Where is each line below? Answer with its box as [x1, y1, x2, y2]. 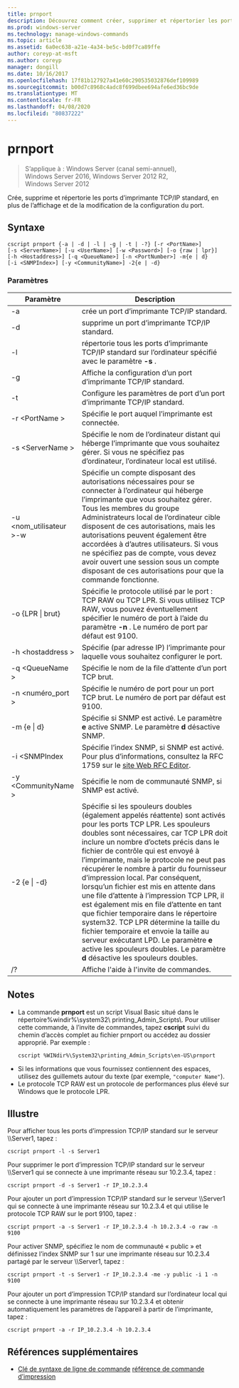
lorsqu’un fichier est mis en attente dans [81, 881, 216, 891]
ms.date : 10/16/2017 [7, 70, 69, 77]
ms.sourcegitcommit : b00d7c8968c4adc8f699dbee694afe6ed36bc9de [7, 83, 199, 91]
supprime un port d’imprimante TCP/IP [81, 318, 211, 328]
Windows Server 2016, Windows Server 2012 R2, [24, 172, 169, 181]
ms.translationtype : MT [7, 90, 78, 97]
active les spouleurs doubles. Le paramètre [81, 943, 226, 953]
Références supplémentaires [7, 1346, 139, 1358]
